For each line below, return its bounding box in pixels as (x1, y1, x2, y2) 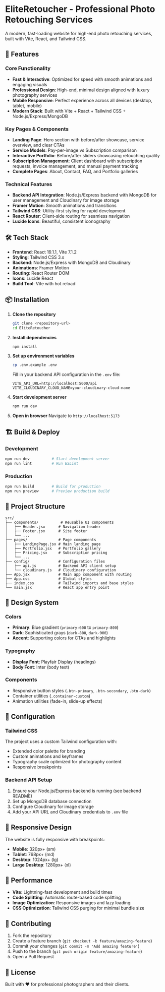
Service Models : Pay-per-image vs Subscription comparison (12, 147, 137, 153)
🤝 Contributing (5, 919, 52, 928)
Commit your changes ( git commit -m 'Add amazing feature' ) (12, 943, 140, 949)
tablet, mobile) (12, 103, 42, 109)
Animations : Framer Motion (12, 265, 69, 271)
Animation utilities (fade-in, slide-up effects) (12, 698, 103, 704)
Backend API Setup (5, 776, 53, 783)
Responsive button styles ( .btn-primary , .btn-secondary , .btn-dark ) (12, 687, 151, 693)
